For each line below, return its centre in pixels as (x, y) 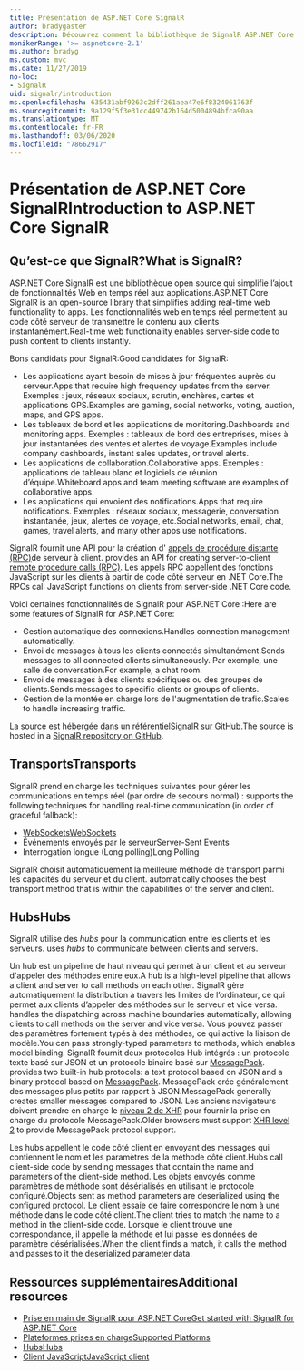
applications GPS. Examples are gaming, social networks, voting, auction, (158, 405)
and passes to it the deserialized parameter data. (101, 1254)
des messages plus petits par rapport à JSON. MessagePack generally (141, 1092)
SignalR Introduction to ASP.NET (132, 208)
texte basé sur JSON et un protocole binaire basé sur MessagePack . (137, 1063)
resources (39, 1296)
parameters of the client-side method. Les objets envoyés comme (132, 1177)
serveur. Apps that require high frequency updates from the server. (147, 386)
